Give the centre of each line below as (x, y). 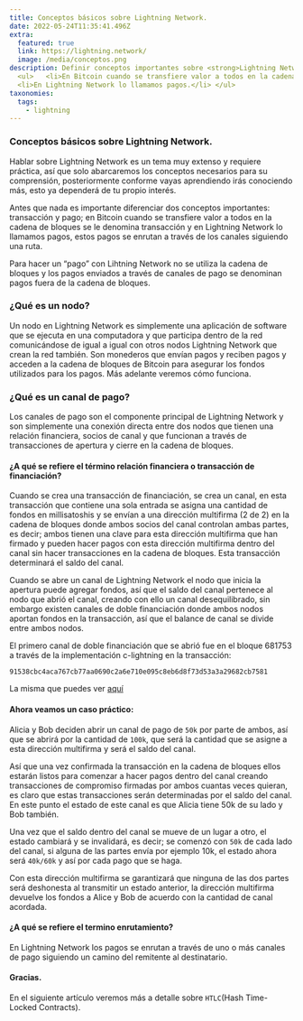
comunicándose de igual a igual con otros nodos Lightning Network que (143, 345)
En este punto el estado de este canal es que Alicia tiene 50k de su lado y (146, 804)
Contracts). (60, 1007)
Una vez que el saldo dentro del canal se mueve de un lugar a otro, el (138, 831)
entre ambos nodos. (46, 628)
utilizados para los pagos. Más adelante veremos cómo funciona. (130, 373)
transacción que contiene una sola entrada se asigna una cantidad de (139, 506)
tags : (28, 102)
